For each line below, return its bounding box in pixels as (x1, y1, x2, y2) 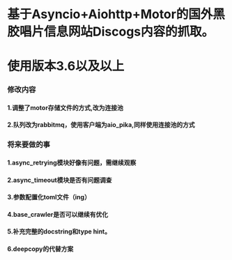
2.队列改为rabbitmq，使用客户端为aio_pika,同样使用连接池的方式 (7, 121, 195, 129)
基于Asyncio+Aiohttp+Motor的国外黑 (7, 6, 225, 22)
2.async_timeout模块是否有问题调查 (7, 176, 112, 184)
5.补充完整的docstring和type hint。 (7, 227, 111, 236)
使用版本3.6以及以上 (7, 59, 125, 74)
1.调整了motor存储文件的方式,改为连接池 (7, 103, 124, 112)
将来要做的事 (7, 140, 51, 150)
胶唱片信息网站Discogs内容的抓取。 (7, 24, 215, 40)
